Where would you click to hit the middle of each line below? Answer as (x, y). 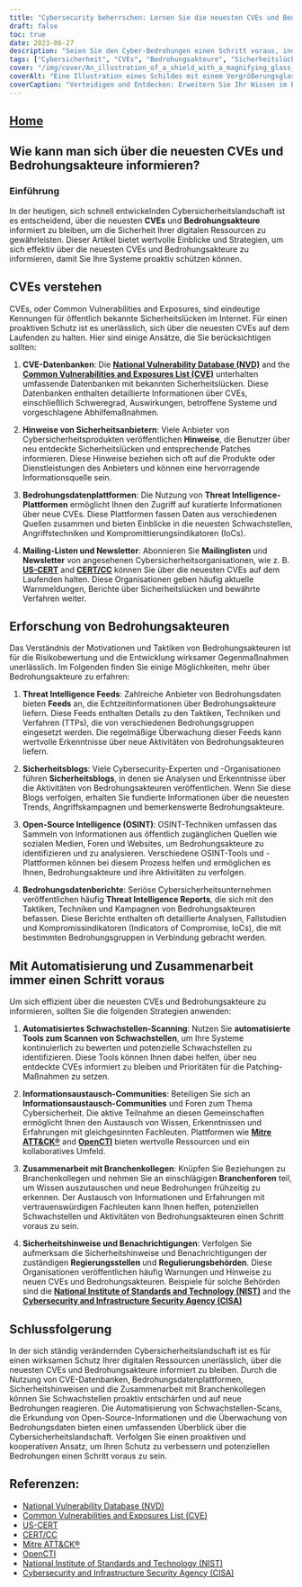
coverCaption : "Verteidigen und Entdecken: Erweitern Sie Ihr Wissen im (148, 85)
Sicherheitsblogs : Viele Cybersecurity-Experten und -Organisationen (151, 769)
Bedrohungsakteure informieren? (105, 166)
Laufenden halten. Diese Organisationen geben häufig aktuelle (138, 579)
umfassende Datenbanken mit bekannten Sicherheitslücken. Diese (145, 383)
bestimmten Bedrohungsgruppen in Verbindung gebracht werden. (144, 937)
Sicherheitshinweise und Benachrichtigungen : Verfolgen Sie (137, 1243)
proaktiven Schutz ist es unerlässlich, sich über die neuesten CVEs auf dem (149, 327)
